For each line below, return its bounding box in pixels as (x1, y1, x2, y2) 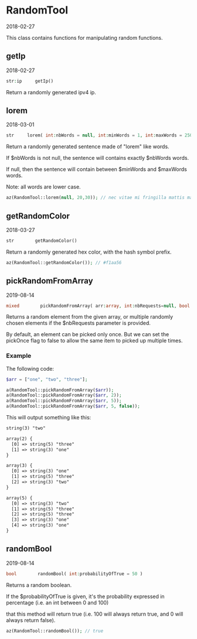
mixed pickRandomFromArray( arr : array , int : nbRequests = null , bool (6, 303, 191, 309)
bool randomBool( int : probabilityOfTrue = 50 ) (6, 570, 143, 577)
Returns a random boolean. (6, 581, 72, 589)
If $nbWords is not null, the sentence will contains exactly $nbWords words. (6, 155, 189, 162)
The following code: (6, 365, 55, 372)
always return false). (6, 616, 56, 624)
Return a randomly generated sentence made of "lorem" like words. (6, 143, 169, 150)
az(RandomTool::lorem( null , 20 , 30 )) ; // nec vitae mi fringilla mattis (6, 194, 185, 201)
